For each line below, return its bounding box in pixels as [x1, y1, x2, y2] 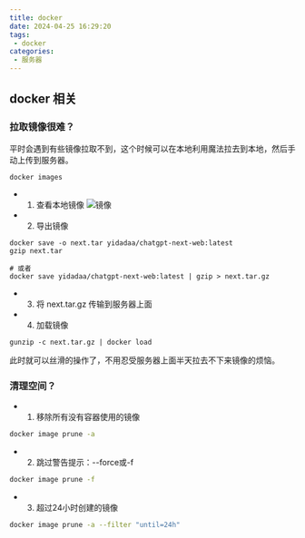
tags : [9, 30, 30, 39]
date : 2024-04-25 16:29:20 [9, 22, 112, 31]
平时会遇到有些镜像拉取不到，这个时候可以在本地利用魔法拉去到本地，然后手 [9, 142, 296, 154]
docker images [9, 172, 64, 181]
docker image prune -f [9, 474, 95, 484]
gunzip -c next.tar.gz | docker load [9, 337, 152, 347]
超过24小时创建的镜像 [35, 502, 118, 513]
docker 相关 [9, 92, 77, 107]
